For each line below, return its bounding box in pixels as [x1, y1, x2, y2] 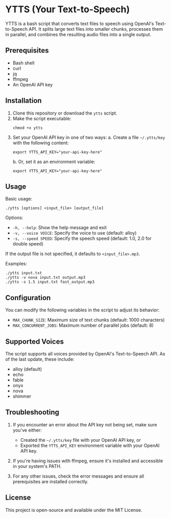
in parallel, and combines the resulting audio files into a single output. [5, 31, 152, 37]
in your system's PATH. [12, 463, 62, 469]
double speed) [12, 241, 44, 247]
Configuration [5, 293, 51, 302]
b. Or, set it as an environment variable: [12, 159, 95, 165]
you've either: [12, 427, 42, 433]
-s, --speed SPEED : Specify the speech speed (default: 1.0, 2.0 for [12, 235, 152, 241]
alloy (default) [12, 366, 42, 372]
